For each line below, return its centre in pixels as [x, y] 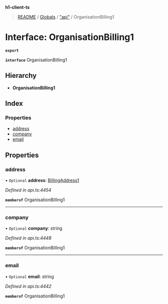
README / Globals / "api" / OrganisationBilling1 [66, 17]
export [12, 50]
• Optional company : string [34, 228]
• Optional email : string [29, 276]
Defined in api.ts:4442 [28, 286]
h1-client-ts [17, 7]
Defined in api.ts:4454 [28, 190]
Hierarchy [21, 75]
